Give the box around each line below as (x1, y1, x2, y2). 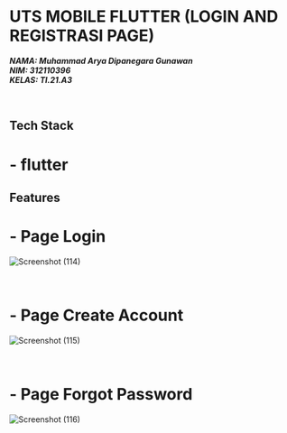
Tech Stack (9, 118, 74, 134)
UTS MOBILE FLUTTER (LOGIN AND (9, 6, 279, 27)
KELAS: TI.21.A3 (9, 74, 72, 85)
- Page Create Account (9, 305, 184, 326)
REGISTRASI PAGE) (9, 25, 155, 46)
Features (9, 189, 60, 205)
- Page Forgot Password (9, 383, 193, 404)
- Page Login (9, 226, 106, 247)
